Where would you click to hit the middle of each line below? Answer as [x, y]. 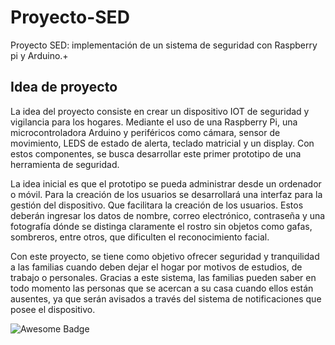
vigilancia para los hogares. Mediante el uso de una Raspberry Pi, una [154, 122]
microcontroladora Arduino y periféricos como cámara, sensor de [145, 132]
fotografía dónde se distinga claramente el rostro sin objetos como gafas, [161, 226]
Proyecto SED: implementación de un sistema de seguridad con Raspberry [164, 45]
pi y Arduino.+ [39, 55]
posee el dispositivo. [53, 309]
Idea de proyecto [64, 87]
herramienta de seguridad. [65, 164]
